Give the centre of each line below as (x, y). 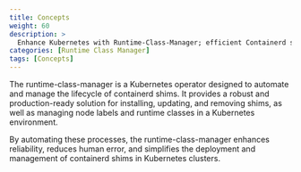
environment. (34, 122)
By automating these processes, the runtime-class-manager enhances (140, 139)
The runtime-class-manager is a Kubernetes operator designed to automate (149, 84)
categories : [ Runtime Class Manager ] (80, 51)
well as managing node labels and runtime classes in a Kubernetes (132, 113)
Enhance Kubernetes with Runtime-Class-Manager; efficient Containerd (152, 42)
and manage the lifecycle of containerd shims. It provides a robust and (140, 94)
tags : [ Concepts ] (42, 59)
